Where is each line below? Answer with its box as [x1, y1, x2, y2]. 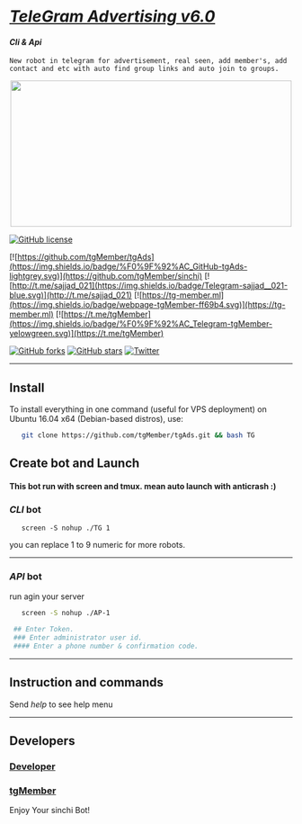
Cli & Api [9, 36, 42, 47]
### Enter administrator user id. [13, 633, 143, 642]
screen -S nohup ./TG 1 [21, 524, 111, 533]
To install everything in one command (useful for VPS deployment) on [9, 404, 268, 415]
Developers [9, 733, 75, 748]
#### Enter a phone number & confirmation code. [13, 641, 200, 651]
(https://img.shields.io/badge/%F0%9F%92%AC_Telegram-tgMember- [9, 318, 273, 329]
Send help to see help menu [9, 699, 113, 710]
